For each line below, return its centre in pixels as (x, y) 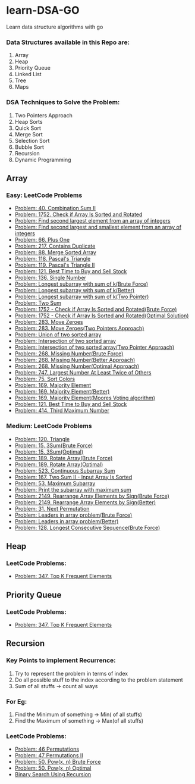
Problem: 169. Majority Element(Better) (62, 392)
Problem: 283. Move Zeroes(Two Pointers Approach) (79, 329)
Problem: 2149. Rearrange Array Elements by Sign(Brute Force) (92, 496)
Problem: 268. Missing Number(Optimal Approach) (77, 366)
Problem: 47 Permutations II (49, 755)
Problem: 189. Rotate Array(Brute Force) (64, 458)
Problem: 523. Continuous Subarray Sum (65, 470)
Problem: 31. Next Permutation (52, 508)
